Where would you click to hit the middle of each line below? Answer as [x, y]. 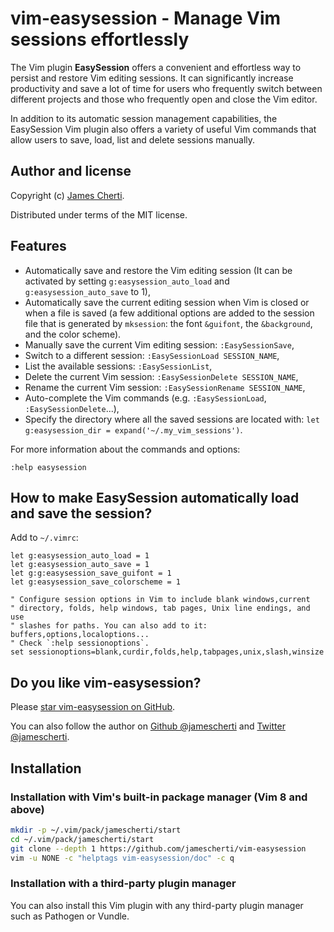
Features [38, 246]
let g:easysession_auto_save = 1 [80, 565]
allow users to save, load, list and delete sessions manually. [133, 139]
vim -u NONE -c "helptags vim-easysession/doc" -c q [122, 858]
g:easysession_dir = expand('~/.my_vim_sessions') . [133, 429]
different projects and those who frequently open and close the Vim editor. [164, 99]
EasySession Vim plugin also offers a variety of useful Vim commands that [163, 129]
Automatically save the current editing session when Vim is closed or [167, 302]
